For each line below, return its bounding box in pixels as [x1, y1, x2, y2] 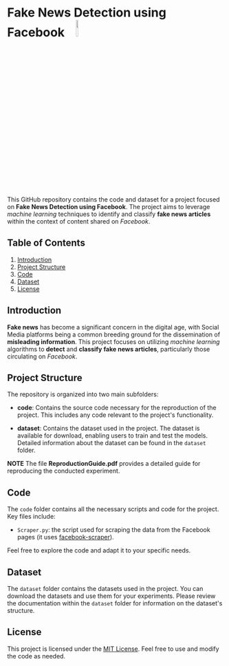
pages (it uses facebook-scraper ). [17, 533, 115, 541]
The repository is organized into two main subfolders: [7, 390, 159, 398]
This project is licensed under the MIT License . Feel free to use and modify [7, 645, 219, 653]
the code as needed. [7, 652, 66, 660]
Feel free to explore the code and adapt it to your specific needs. [7, 546, 191, 555]
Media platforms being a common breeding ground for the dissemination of [7, 330, 221, 339]
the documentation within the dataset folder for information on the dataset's [7, 599, 223, 607]
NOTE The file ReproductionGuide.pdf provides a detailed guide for [7, 460, 201, 468]
